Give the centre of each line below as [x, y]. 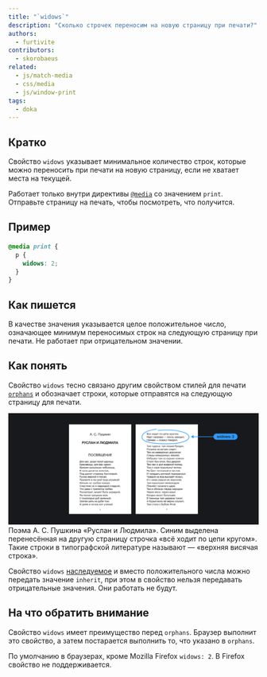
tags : [17, 101]
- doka [26, 109]
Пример [29, 227]
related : [23, 68]
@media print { [33, 247]
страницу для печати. [45, 402]
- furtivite [35, 42]
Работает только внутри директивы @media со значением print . [116, 194]
